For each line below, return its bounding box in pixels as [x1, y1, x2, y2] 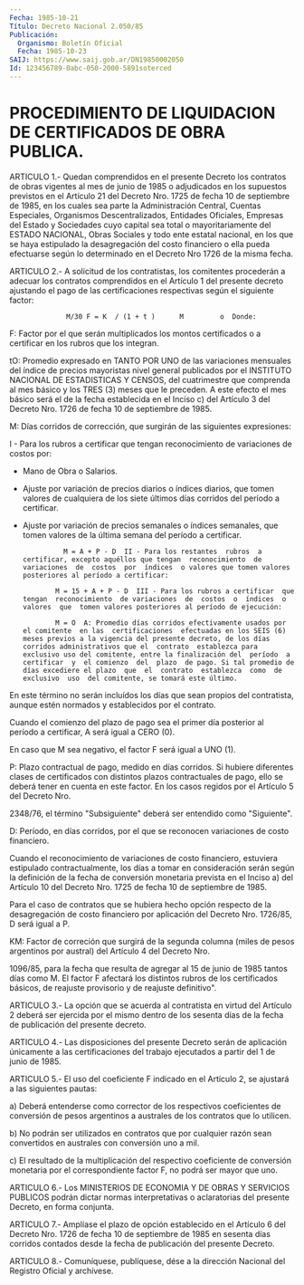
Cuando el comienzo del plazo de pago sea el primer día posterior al [9, 716, 264, 727]
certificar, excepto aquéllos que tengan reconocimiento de [22, 554, 262, 564]
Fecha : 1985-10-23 [17, 47, 88, 56]
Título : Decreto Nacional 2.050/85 [9, 22, 144, 31]
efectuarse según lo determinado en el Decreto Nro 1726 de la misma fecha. [9, 248, 294, 259]
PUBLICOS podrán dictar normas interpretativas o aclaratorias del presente [9, 1192, 290, 1203]
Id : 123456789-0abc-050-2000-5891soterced [9, 64, 172, 73]
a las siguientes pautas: [9, 1083, 98, 1094]
